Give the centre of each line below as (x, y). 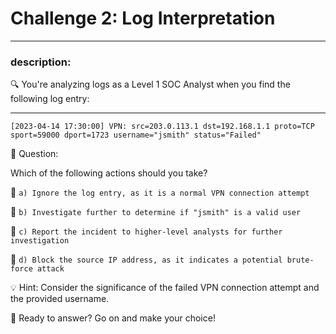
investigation (40, 241)
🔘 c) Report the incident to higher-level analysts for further (146, 231)
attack (50, 269)
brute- (300, 260)
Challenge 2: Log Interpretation (143, 18)
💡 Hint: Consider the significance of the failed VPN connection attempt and (165, 288)
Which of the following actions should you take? (109, 173)
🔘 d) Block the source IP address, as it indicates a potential (146, 259)
